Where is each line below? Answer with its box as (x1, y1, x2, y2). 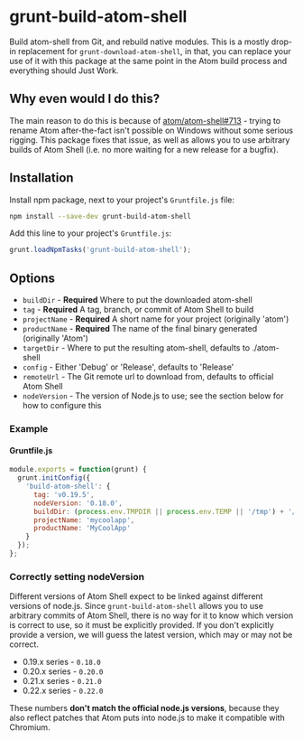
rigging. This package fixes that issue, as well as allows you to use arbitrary (9, 134, 290, 145)
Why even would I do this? (9, 91, 161, 107)
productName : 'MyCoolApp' (32, 524, 131, 533)
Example (9, 423, 49, 436)
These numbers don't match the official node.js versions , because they (9, 703, 280, 714)
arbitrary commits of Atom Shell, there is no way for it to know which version (9, 610, 294, 621)
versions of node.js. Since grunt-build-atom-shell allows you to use (9, 601, 264, 612)
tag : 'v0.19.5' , (32, 490, 95, 499)
